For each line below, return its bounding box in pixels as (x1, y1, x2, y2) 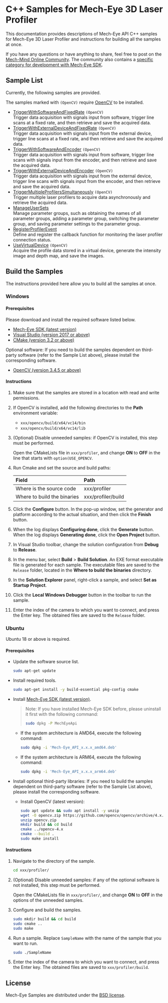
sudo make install (20, 836, 59, 841)
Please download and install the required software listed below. (5, 317, 136, 323)
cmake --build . (20, 832, 54, 837)
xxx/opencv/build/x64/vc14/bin (20, 420, 86, 425)
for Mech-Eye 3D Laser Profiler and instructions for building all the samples (5, 36, 161, 42)
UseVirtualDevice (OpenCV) (12, 242, 68, 248)
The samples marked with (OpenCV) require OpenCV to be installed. (5, 99, 144, 105)
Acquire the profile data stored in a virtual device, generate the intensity (12, 247, 161, 254)
